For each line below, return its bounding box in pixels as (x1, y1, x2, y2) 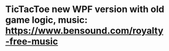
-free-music (5, 36, 58, 47)
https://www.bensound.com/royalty (5, 25, 164, 36)
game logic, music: (5, 14, 88, 26)
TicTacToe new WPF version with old (5, 4, 165, 15)
